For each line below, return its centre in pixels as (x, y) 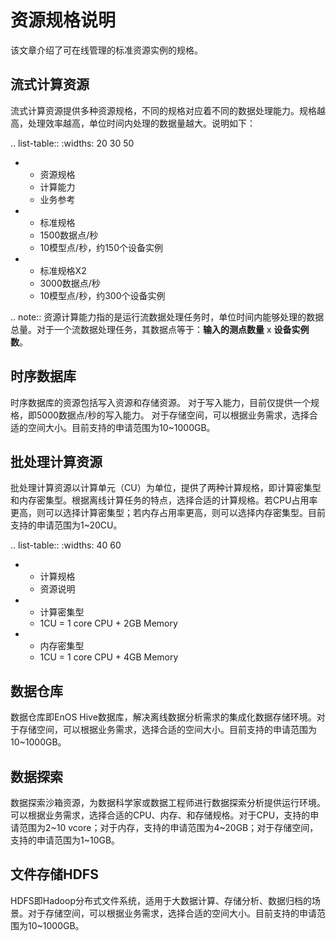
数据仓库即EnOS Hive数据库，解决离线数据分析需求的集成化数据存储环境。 (163, 717)
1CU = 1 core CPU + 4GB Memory (109, 657)
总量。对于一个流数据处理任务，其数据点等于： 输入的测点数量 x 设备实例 (160, 329)
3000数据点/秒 (70, 283)
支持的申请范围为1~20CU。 (66, 525)
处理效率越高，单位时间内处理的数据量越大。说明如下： (141, 123)
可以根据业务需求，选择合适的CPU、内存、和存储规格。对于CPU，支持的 (160, 815)
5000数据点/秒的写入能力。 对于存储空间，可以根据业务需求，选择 (173, 415)
